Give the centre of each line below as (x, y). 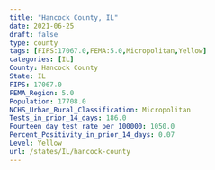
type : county (34, 43)
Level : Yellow (36, 143)
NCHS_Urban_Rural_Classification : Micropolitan (100, 110)
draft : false (34, 34)
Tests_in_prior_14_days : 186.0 (68, 118)
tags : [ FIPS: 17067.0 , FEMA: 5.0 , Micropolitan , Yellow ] (108, 51)
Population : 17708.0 (48, 101)
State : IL (28, 76)
